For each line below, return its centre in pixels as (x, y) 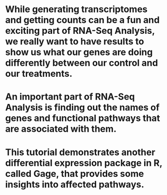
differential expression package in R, (84, 163)
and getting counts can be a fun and (82, 20)
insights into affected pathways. (75, 184)
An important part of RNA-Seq (70, 97)
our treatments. (39, 74)
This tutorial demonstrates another (80, 152)
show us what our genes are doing (79, 52)
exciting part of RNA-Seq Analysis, (80, 31)
